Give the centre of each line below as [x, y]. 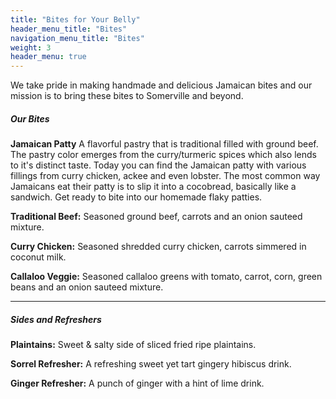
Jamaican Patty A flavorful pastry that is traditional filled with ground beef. [164, 144]
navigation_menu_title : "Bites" [77, 38]
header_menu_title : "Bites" [69, 29]
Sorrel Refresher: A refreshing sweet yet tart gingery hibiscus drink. [151, 364]
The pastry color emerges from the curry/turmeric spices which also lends [163, 155]
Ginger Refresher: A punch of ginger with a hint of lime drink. [137, 383]
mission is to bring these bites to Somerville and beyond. [127, 96]
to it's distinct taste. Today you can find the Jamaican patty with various [158, 165]
